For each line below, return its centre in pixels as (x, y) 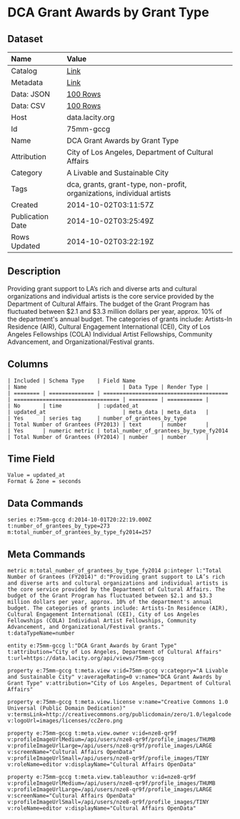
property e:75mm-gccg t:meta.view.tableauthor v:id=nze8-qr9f (102, 777)
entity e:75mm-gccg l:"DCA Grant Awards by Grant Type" (92, 646)
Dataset (25, 39)
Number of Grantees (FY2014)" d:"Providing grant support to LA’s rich (116, 577)
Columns (28, 364)
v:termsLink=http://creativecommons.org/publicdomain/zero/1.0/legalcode (120, 715)
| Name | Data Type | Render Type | (108, 387)
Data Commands (45, 503)
